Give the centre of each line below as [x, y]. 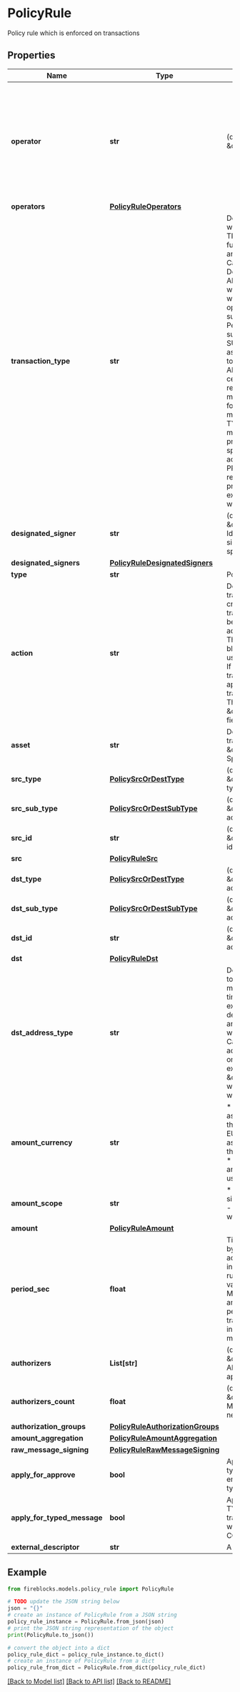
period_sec [30, 1289]
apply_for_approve [43, 1475]
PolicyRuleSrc [134, 858]
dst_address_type [42, 1032]
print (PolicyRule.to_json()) [51, 1635]
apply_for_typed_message [57, 1518]
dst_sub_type [35, 908]
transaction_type [41, 361]
